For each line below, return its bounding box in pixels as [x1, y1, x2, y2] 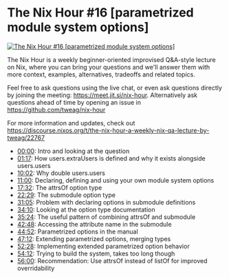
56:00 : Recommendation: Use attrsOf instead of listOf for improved [17, 256, 208, 265]
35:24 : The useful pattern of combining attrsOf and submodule [17, 212, 196, 221]
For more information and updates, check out [7, 118, 135, 127]
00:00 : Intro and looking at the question [17, 147, 130, 155]
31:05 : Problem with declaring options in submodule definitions [17, 198, 196, 206]
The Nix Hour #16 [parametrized [7, 5, 194, 21]
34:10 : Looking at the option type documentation [17, 205, 155, 214]
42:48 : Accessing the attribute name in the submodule [17, 220, 172, 228]
